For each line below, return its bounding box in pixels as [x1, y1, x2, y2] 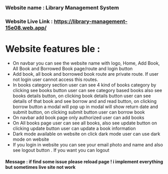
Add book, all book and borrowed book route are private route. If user [12, 71, 159, 77]
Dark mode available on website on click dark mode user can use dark [12, 130, 160, 137]
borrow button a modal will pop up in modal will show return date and [12, 103, 158, 110]
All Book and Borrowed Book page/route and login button [12, 66, 133, 72]
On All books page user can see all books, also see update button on [12, 120, 157, 126]
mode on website [12, 136, 49, 142]
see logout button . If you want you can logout [12, 147, 109, 153]
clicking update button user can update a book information [12, 125, 136, 132]
